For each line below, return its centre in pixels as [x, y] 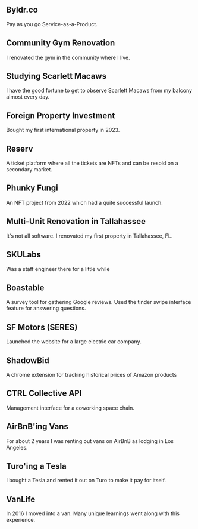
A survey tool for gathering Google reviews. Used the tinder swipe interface [99, 302]
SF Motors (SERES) [42, 327]
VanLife [21, 499]
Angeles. [17, 447]
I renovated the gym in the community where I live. [68, 57]
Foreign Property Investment [61, 116]
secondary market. [29, 170]
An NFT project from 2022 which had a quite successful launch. [85, 202]
